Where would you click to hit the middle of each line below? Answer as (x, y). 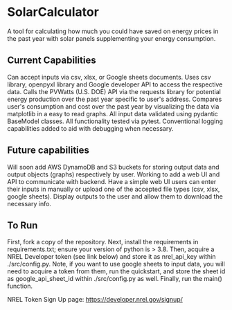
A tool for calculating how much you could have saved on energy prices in (113, 31)
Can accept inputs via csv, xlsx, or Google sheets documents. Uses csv (109, 77)
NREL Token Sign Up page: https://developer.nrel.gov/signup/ (95, 300)
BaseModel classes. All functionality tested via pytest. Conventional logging (115, 121)
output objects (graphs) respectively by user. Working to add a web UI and (114, 174)
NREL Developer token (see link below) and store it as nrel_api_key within (111, 257)
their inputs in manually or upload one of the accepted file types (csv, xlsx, (114, 189)
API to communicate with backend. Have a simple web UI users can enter (112, 181)
